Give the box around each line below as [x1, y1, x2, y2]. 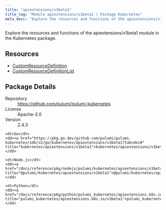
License [5, 106, 21, 112]
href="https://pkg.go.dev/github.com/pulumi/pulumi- [20, 136, 132, 141]
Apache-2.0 [17, 111, 42, 117]
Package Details [5, 82, 56, 91]
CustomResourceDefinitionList [12, 68, 75, 74]
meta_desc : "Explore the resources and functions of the [5, 16, 125, 21]
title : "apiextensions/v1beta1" [5, 7, 72, 12]
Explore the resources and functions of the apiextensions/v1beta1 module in [5, 30, 159, 36]
